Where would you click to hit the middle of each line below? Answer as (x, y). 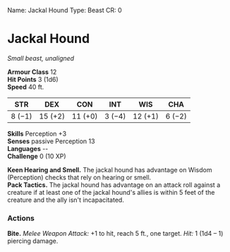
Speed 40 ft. (26, 87)
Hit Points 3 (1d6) (33, 79)
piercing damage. (33, 241)
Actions (21, 218)
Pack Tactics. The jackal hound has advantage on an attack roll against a (114, 185)
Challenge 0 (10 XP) (37, 156)
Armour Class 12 (32, 72)
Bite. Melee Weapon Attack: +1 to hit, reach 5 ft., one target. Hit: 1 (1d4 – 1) (115, 234)
